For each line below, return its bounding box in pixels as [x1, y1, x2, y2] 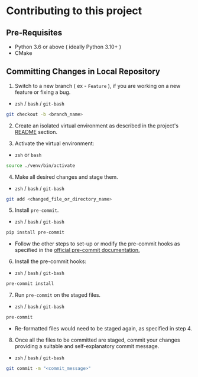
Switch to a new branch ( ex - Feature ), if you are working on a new [14, 82, 181, 89]
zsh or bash [14, 151, 42, 158]
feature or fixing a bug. [14, 88, 71, 96]
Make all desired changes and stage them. [14, 173, 118, 181]
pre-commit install [6, 281, 54, 287]
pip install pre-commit [6, 230, 65, 235]
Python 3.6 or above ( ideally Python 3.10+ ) [14, 43, 122, 50]
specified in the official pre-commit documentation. [14, 247, 140, 254]
